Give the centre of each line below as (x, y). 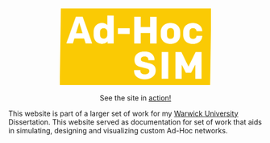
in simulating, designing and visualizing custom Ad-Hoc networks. (118, 130)
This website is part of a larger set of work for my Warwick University (124, 113)
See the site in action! (135, 98)
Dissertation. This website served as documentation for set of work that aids (135, 122)
